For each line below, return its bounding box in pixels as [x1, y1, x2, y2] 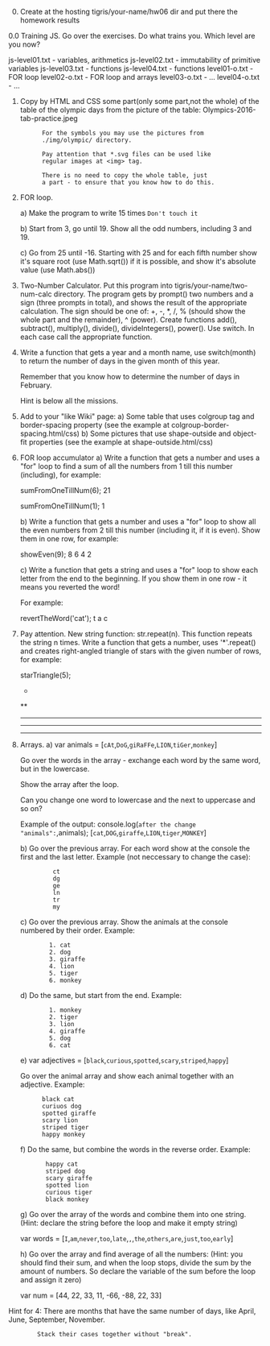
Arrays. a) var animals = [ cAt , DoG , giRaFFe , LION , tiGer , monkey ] [19, 740, 218, 749]
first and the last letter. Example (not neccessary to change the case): [19, 852, 251, 861]
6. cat [49, 1042, 72, 1050]
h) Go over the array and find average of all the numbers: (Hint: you [19, 1249, 243, 1259]
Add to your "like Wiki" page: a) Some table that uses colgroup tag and [19, 412, 255, 421]
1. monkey [49, 1006, 82, 1014]
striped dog [45, 1167, 86, 1175]
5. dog [49, 1034, 72, 1042]
